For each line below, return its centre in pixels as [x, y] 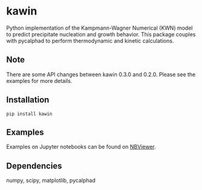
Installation [28, 100]
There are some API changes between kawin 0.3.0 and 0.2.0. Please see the [101, 74]
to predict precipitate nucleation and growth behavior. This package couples [101, 34]
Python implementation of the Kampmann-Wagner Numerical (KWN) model [99, 28]
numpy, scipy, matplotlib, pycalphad [51, 180]
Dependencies [34, 165]
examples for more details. [39, 80]
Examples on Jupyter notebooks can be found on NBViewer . [81, 147]
